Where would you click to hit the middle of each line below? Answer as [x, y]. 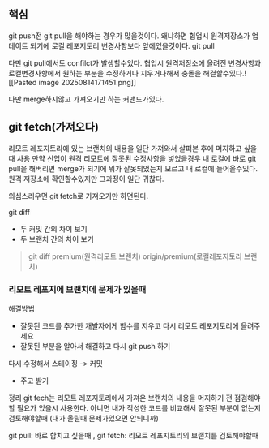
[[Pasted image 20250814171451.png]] [72, 82]
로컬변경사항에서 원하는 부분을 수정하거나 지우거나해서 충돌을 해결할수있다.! [128, 73]
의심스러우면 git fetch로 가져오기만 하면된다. [79, 196]
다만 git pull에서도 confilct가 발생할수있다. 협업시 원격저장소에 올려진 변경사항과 [135, 62]
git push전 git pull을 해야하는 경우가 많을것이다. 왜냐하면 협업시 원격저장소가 [129, 36]
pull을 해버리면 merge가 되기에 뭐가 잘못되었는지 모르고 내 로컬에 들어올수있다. [133, 168]
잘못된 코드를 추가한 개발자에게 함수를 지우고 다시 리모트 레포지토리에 [129, 325]
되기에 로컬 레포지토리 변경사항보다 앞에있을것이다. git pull [122, 45]
